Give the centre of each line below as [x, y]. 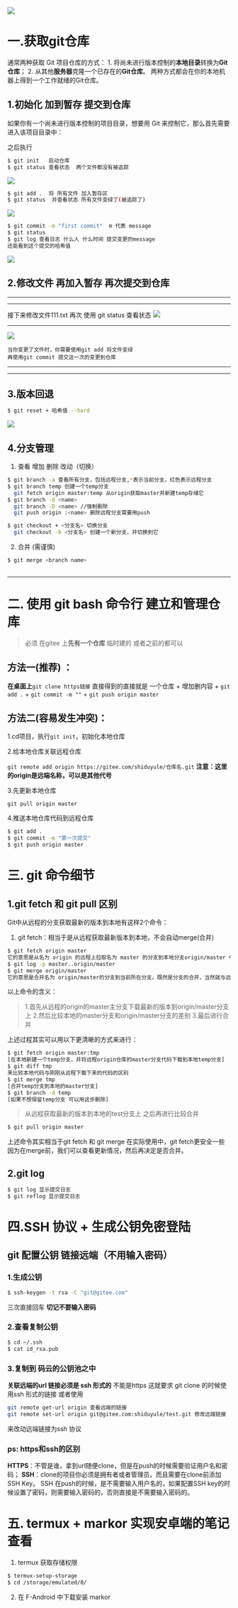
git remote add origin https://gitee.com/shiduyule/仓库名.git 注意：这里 [118, 766]
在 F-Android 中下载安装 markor [64, 1597]
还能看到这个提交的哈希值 [39, 246]
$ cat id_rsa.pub [33, 1349]
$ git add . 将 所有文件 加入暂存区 [58, 193]
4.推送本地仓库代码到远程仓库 [51, 818]
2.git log [26, 1173]
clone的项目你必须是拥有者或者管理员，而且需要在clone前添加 [131, 1474]
